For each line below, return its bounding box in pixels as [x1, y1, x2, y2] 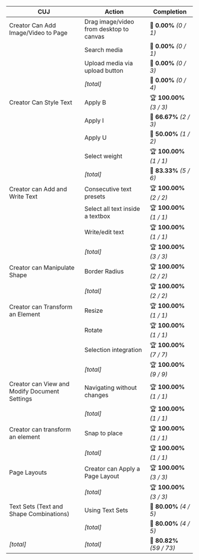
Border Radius [84, 267, 124, 275]
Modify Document [9, 388, 59, 395]
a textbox [84, 212, 111, 220]
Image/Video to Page [9, 29, 68, 37]
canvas [84, 33, 105, 40]
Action [104, 8, 124, 15]
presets [84, 192, 105, 200]
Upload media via [84, 59, 133, 67]
